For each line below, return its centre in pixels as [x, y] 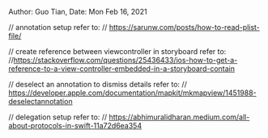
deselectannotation [40, 101]
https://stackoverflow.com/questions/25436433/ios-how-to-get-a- [125, 60]
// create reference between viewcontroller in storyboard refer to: [117, 51]
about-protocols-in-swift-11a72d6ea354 [75, 125]
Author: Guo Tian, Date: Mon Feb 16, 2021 [78, 12]
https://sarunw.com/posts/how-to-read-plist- [185, 27]
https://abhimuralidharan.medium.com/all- [179, 117]
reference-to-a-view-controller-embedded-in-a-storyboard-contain [122, 69]
